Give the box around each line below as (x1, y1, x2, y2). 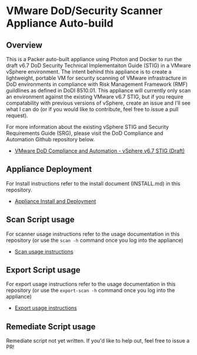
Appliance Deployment (6, 164, 92, 174)
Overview (6, 40, 43, 50)
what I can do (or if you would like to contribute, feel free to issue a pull (6, 106, 179, 112)
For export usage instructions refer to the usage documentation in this (6, 281, 176, 288)
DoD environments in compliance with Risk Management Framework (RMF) (6, 81, 188, 88)
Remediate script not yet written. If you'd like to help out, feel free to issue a (6, 337, 190, 344)
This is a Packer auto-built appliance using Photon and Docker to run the (6, 56, 182, 62)
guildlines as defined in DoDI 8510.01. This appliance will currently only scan (6, 87, 191, 94)
